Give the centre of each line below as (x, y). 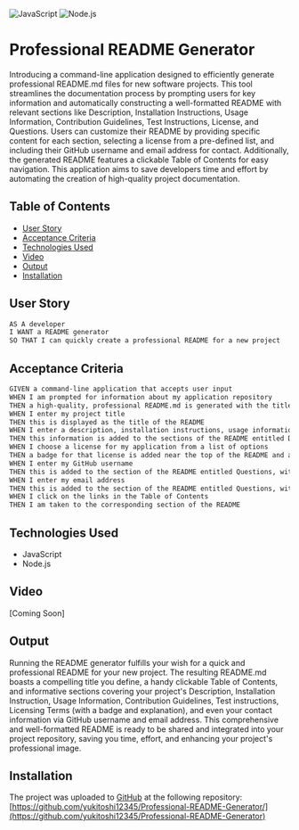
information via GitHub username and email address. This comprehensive (144, 719)
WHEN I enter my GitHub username (71, 464)
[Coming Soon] (37, 613)
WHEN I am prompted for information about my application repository (141, 397)
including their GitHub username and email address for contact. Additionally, (149, 150)
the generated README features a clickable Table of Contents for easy (139, 160)
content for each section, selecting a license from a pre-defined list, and (141, 140)
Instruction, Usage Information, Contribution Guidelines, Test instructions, (144, 701)
